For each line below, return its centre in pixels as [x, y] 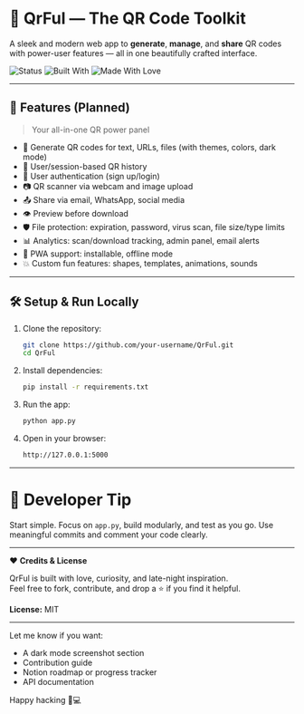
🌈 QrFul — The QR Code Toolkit [128, 19]
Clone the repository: [62, 328]
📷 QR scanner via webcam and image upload [108, 186]
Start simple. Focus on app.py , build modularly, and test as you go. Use [142, 525]
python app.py [49, 421]
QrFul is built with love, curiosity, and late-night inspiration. [119, 578]
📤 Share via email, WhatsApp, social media [104, 199]
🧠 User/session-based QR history [85, 166]
